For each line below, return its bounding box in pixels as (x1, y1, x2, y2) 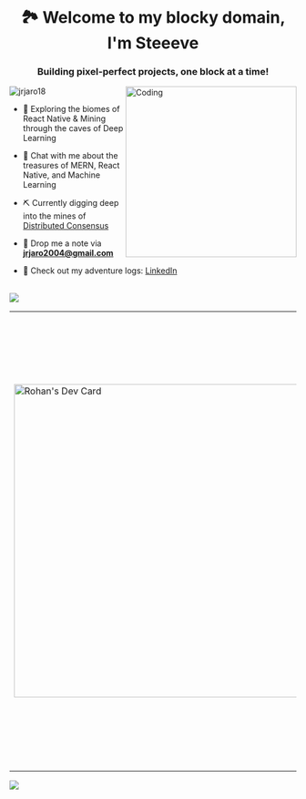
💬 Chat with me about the (22, 150, 118, 161)
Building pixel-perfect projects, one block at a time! (36, 66, 270, 78)
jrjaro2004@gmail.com (22, 248, 114, 259)
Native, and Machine (22, 169, 101, 180)
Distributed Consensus (22, 220, 109, 231)
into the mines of (22, 210, 87, 221)
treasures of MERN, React (22, 160, 120, 171)
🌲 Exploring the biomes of (22, 104, 120, 115)
